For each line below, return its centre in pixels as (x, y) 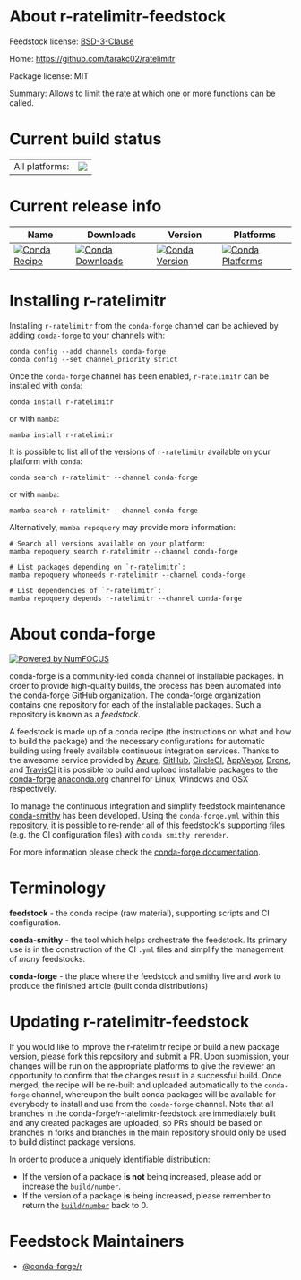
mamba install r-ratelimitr (62, 435)
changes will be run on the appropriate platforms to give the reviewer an (142, 1065)
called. (21, 103)
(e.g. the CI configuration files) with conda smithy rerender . (119, 834)
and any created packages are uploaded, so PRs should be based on (136, 1122)
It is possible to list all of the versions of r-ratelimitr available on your (140, 451)
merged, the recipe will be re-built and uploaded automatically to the (136, 1085)
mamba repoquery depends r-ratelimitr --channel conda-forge (126, 598)
